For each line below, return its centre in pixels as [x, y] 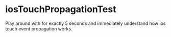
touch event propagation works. [39, 28]
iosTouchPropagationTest [61, 9]
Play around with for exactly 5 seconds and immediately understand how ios [86, 23]
